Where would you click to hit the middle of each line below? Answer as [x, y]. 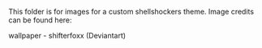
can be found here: [40, 20]
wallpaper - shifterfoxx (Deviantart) [67, 36]
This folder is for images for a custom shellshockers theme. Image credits [131, 12]
